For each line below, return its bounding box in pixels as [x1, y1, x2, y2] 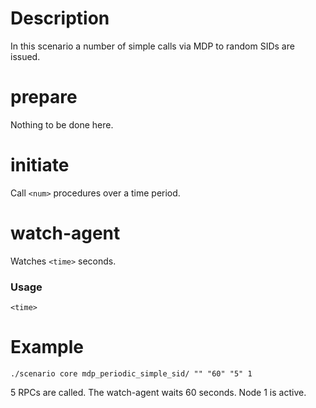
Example [10, 336, 84, 359]
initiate [10, 154, 70, 177]
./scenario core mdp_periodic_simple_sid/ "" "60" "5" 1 [10, 368, 253, 379]
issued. [10, 50, 41, 62]
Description [10, 7, 110, 30]
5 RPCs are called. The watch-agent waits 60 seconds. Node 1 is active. [10, 386, 307, 398]
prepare [10, 86, 78, 109]
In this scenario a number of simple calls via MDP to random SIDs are [10, 40, 295, 52]
